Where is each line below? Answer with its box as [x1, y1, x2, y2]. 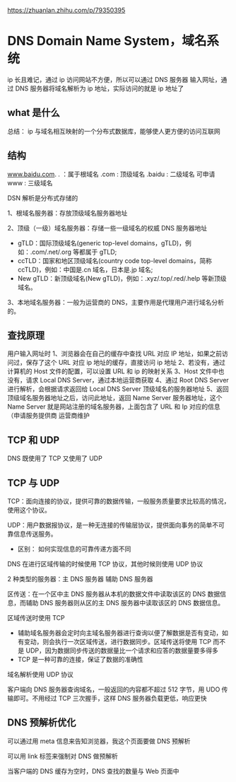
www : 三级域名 [7, 178, 53, 187]
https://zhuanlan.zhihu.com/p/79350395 [7, 6, 126, 14]
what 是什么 [7, 107, 60, 119]
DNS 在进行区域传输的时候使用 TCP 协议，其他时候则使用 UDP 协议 [7, 560, 203, 568]
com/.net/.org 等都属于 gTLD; [31, 247, 117, 256]
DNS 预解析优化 [7, 717, 76, 729]
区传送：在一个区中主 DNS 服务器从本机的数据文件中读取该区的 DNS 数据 [7, 590, 220, 598]
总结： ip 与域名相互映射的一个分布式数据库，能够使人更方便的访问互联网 [7, 127, 220, 135]
